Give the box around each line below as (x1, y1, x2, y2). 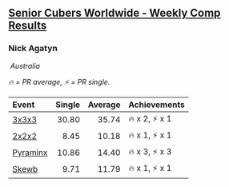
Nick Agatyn (8, 43, 58, 54)
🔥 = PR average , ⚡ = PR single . (8, 77, 110, 86)
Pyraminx (12, 147, 48, 158)
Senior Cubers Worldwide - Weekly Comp (8, 6, 221, 20)
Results (8, 19, 47, 33)
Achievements (127, 99, 186, 110)
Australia (10, 61, 40, 70)
